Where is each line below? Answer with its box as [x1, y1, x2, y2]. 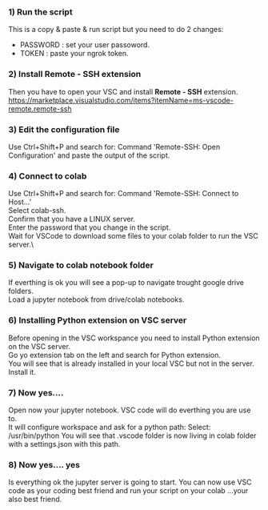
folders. [8, 287, 34, 296]
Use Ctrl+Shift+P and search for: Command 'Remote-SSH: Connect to [8, 189, 239, 199]
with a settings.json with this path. [8, 440, 121, 449]
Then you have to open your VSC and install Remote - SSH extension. [8, 86, 238, 96]
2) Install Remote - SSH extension [8, 69, 142, 80]
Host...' [8, 197, 32, 207]
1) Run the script [8, 6, 74, 18]
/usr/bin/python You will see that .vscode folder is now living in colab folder [8, 431, 257, 440]
